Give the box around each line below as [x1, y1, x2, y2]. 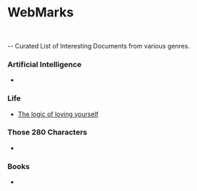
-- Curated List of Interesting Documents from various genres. [7, 41, 191, 50]
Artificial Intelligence [7, 59, 82, 69]
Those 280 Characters [7, 128, 88, 138]
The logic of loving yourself [17, 110, 98, 118]
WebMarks [7, 4, 74, 21]
